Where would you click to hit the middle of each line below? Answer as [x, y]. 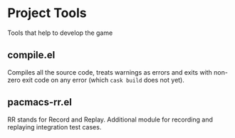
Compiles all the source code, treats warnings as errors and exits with [110, 72]
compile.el [31, 55]
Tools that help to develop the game [60, 33]
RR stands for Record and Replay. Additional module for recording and [110, 120]
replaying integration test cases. [54, 127]
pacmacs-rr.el [40, 102]
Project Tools [47, 13]
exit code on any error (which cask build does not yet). [104, 80]
